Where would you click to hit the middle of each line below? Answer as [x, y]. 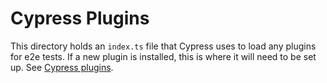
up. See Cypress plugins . [62, 67]
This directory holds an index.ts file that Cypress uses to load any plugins [163, 46]
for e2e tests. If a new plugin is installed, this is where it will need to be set [163, 56]
